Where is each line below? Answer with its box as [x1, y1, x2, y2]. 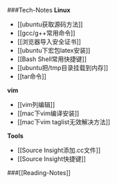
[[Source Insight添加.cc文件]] [17, 146, 101, 154]
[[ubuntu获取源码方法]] [17, 20, 83, 28]
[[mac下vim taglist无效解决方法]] [17, 118, 111, 126]
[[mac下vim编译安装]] [17, 109, 80, 117]
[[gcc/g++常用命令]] [17, 29, 75, 37]
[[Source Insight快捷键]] [17, 155, 87, 162]
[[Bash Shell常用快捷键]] [17, 55, 87, 63]
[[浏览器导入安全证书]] [17, 37, 82, 46]
